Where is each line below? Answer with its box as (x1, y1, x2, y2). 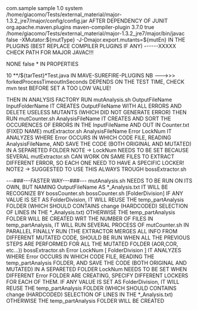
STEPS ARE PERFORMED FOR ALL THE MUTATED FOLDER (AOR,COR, (6, 240, 178, 248)
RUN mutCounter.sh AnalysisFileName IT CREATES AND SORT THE (6, 115, 171, 122)
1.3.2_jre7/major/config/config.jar (6, 17, 88, 24)
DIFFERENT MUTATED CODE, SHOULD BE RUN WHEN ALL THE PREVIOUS (6, 234, 190, 241)
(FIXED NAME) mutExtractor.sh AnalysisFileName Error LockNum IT (6, 128, 172, 134)
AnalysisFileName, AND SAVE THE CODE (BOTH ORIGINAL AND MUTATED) (6, 140, 192, 147)
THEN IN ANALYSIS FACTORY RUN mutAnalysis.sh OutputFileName (6, 96, 172, 103)
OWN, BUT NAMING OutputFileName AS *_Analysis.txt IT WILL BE (6, 183, 168, 190)
